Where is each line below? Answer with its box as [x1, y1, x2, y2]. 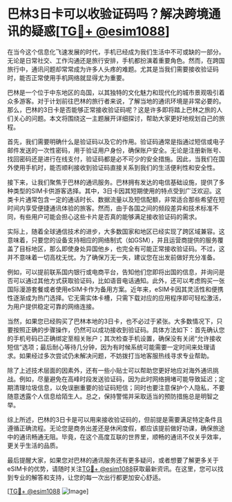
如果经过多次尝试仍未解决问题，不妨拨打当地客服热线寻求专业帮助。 [19, 351, 213, 360]
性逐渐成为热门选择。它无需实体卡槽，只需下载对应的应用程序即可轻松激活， [7, 293, 225, 302]
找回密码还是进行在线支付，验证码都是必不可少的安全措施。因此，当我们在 [7, 155, 219, 163]
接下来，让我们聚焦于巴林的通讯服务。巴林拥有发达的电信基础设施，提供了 [7, 177, 219, 186]
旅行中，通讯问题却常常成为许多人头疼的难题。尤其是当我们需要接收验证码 [7, 65, 219, 73]
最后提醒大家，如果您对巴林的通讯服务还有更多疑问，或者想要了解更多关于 [7, 456, 219, 464]
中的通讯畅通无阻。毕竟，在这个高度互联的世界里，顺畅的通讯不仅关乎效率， [7, 432, 225, 441]
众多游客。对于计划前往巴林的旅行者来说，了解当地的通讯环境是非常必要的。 [7, 97, 225, 105]
